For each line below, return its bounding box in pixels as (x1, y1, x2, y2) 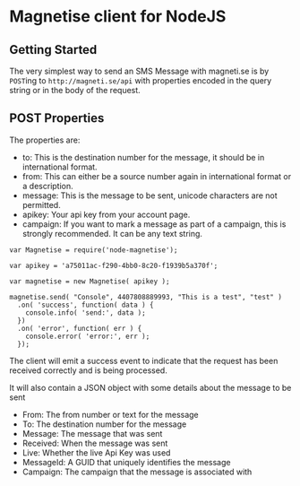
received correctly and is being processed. (9, 365, 167, 376)
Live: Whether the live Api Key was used (21, 447, 171, 458)
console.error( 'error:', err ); (25, 332, 150, 341)
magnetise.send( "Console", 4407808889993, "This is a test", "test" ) (9, 292, 282, 301)
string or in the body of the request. (9, 85, 141, 95)
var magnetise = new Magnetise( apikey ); (9, 276, 170, 286)
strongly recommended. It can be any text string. (21, 228, 203, 239)
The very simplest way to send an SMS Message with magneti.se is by (9, 65, 270, 76)
